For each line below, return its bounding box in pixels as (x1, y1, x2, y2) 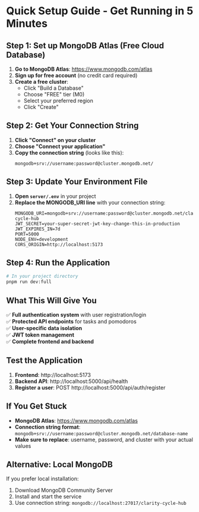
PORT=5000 (14, 231, 40, 237)
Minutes (6, 17, 48, 30)
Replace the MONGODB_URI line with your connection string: (14, 199, 166, 206)
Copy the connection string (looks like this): (14, 149, 124, 156)
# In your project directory (6, 274, 78, 279)
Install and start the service (14, 493, 82, 500)
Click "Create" (23, 103, 59, 111)
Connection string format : (14, 423, 81, 431)
